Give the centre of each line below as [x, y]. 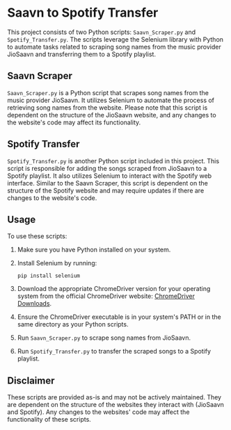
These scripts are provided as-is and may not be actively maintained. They [114, 397]
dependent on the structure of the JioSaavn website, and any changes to [112, 115]
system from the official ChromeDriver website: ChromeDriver [106, 296]
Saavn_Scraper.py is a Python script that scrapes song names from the [108, 92]
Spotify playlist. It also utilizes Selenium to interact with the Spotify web [110, 176]
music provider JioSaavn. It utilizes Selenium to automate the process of [111, 100]
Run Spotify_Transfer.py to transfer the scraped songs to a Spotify [114, 352]
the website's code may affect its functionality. [74, 122]
